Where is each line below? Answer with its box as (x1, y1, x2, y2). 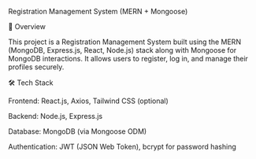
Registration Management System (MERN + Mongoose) (8, 7, 188, 16)
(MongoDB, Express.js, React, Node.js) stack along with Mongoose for (8, 46, 237, 54)
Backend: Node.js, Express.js (8, 112, 103, 120)
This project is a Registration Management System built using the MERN (8, 37, 242, 46)
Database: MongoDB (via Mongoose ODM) (8, 127, 147, 136)
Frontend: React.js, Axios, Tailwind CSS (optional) (8, 96, 169, 105)
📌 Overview (8, 22, 46, 31)
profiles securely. (8, 62, 65, 72)
